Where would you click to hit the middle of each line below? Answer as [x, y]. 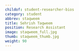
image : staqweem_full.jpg [31, 32]
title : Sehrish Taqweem [29, 23]
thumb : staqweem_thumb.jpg [32, 37]
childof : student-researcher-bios [40, 9]
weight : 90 [16, 41]
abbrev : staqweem [22, 18]
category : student [23, 14]
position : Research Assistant [35, 28]
